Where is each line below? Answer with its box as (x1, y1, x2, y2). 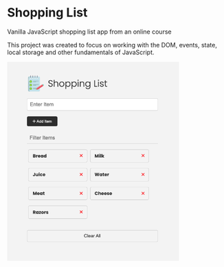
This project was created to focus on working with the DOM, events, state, (7, 40, 218, 49)
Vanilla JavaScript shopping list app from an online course (7, 27, 172, 36)
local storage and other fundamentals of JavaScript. (7, 48, 155, 56)
